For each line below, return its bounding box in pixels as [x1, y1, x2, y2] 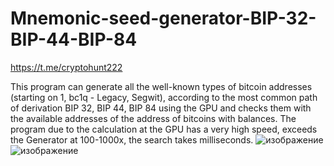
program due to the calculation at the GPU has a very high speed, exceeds [10, 123, 318, 135]
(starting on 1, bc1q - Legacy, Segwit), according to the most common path [10, 91, 318, 103]
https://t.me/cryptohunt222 [10, 61, 123, 73]
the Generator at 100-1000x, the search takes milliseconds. [10, 133, 254, 146]
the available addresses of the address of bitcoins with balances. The [10, 112, 297, 124]
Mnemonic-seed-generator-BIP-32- [10, 7, 317, 30]
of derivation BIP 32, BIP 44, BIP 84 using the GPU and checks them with [10, 102, 312, 114]
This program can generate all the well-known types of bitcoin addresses [10, 80, 313, 92]
